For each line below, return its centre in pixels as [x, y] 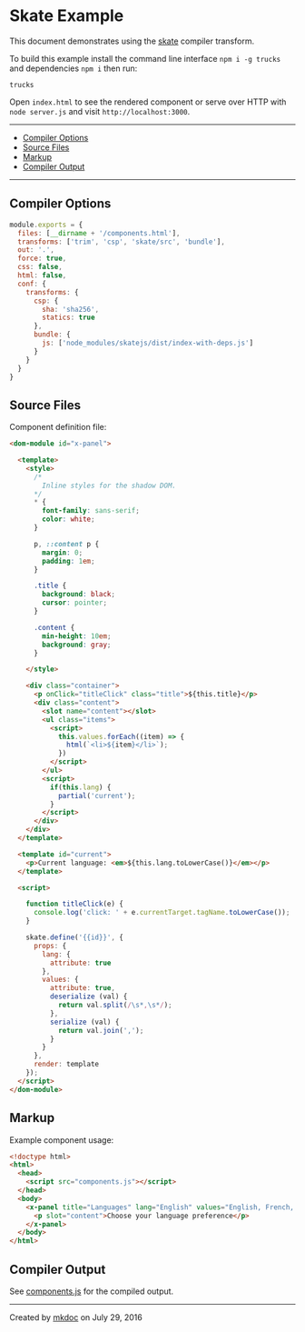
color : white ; [69, 519]
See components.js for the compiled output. [92, 1291]
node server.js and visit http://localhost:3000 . [100, 111]
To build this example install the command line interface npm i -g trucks [145, 58]
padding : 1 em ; [69, 561]
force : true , [42, 259]
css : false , [40, 267]
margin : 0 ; [63, 552]
